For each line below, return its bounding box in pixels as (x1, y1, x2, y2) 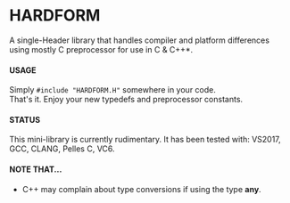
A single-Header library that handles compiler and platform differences (9, 35, 270, 45)
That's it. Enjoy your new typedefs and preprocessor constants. (9, 94, 244, 105)
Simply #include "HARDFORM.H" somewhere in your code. (9, 85, 216, 95)
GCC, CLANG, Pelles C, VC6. (9, 143, 115, 154)
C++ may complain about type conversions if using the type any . (21, 183, 261, 194)
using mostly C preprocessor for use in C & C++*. (9, 44, 194, 54)
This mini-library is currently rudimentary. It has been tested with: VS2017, (9, 134, 281, 145)
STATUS (9, 114, 41, 125)
